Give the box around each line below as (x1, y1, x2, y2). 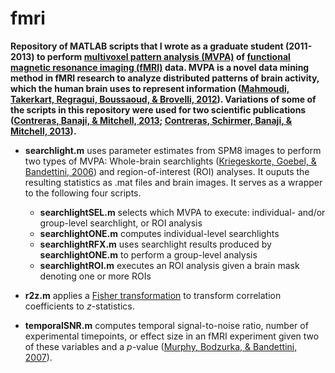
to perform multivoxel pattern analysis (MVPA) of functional (36, 50, 291, 62)
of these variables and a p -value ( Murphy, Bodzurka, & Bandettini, (24, 340, 298, 352)
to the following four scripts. (24, 187, 142, 199)
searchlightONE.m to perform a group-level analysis (39, 248, 258, 261)
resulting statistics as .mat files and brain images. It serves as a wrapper (24, 176, 323, 188)
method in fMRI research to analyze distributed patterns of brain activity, (10, 72, 320, 84)
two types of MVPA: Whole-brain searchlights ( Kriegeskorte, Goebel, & (24, 155, 317, 167)
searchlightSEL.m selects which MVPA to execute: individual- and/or (39, 206, 326, 218)
